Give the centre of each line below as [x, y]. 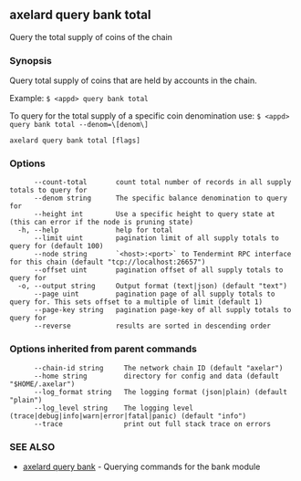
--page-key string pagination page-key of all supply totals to [162, 310]
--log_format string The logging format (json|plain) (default [160, 392]
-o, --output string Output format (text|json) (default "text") [152, 287]
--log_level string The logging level [114, 408]
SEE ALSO [32, 446]
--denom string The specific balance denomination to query [160, 199]
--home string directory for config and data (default [156, 376]
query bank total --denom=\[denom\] [79, 125]
